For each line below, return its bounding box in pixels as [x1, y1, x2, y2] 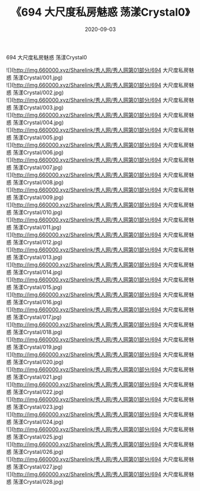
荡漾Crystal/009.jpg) [13, 193, 64, 201]
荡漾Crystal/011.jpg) [13, 223, 61, 231]
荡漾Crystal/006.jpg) [13, 148, 64, 156]
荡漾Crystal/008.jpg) [13, 178, 64, 186]
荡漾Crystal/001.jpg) [13, 74, 63, 81]
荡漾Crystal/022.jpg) [13, 388, 64, 395]
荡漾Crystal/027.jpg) [13, 463, 63, 470]
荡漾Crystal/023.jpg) [13, 403, 64, 410]
